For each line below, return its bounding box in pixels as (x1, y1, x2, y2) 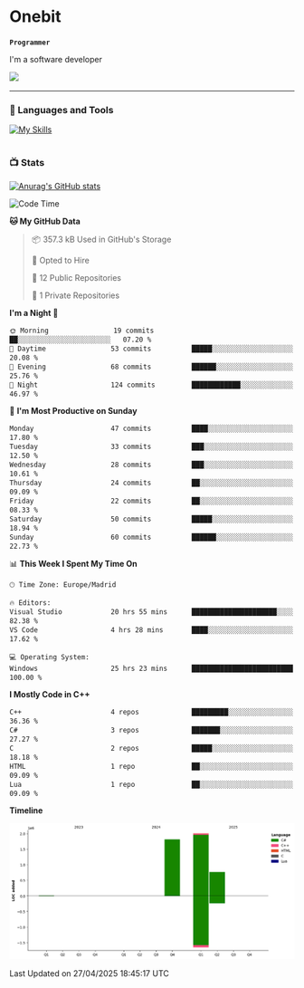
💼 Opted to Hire (31, 254, 90, 265)
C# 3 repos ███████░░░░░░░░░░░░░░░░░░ (9, 725, 294, 734)
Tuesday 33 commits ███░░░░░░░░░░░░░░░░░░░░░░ (9, 442, 294, 451)
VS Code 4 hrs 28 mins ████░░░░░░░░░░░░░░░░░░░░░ (9, 625, 294, 635)
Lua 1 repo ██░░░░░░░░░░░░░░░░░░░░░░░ (9, 780, 294, 789)
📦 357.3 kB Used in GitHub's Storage (31, 234, 172, 245)
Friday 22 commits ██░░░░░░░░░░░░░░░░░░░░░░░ (9, 496, 294, 505)
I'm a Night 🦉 (9, 307, 59, 318)
